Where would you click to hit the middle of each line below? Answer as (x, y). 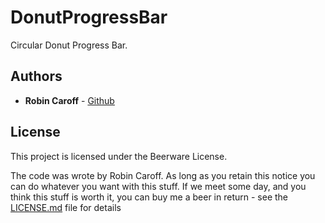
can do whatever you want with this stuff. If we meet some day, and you (158, 186)
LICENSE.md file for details (66, 207)
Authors (36, 76)
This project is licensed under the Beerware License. (119, 156)
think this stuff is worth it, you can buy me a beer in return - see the (149, 197)
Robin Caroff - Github (69, 100)
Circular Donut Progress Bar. (69, 45)
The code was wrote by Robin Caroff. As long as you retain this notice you (163, 175)
